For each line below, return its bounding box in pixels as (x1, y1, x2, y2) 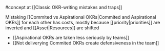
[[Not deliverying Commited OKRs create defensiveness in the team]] (12, 40, 159, 46)
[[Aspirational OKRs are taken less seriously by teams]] (12, 35, 130, 40)
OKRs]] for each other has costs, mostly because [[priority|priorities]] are (5, 20, 160, 25)
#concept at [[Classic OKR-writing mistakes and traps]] (5, 5, 122, 10)
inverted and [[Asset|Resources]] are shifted (5, 25, 99, 31)
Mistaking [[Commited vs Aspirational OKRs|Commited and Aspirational (5, 14, 156, 20)
